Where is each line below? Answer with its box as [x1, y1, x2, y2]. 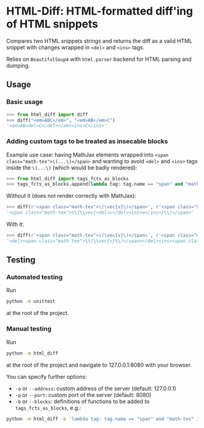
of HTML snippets [6, 17, 98, 31]
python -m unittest [6, 299, 56, 305]
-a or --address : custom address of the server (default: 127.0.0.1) [15, 384, 177, 392]
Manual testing [6, 325, 52, 333]
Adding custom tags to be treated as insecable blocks [6, 137, 168, 146]
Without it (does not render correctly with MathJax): [6, 192, 137, 200]
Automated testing [6, 273, 63, 282]
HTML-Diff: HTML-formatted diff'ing [6, 4, 193, 18]
